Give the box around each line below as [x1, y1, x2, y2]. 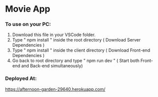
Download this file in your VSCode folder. [12, 32, 96, 38]
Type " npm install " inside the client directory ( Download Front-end [12, 47, 151, 53]
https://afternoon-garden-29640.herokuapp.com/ [5, 86, 105, 92]
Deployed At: [5, 75, 37, 82]
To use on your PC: [5, 21, 52, 28]
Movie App [5, 3, 51, 15]
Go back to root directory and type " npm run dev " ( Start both [12, 58, 140, 64]
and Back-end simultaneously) [21, 63, 83, 69]
